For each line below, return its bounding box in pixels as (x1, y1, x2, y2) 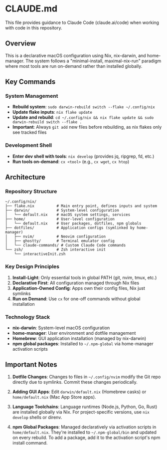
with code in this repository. (5, 24, 62, 30)
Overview (5, 39, 36, 48)
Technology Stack (5, 313, 50, 320)
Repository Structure (5, 188, 57, 195)
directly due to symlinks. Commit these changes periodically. (12, 379, 138, 385)
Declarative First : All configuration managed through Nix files (12, 280, 140, 286)
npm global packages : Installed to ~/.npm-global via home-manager (12, 341, 154, 347)
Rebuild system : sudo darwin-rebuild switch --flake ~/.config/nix (12, 104, 156, 110)
